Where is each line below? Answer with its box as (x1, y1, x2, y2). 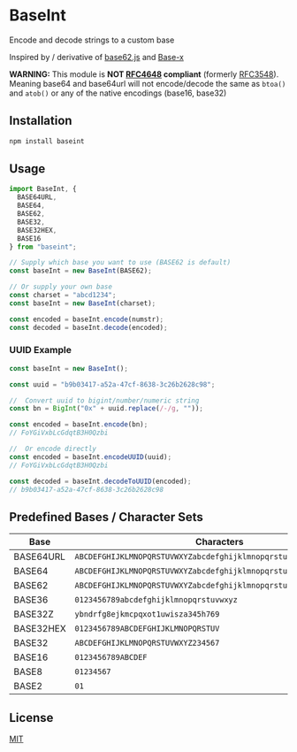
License (9, 710, 54, 725)
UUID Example (9, 344, 72, 357)
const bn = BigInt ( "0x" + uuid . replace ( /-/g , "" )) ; (9, 404, 203, 413)
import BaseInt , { (9, 185, 77, 194)
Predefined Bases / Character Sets (9, 510, 203, 525)
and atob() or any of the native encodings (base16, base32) (9, 88, 227, 98)
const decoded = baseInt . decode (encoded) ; (9, 323, 168, 332)
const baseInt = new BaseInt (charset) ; (9, 298, 156, 308)
